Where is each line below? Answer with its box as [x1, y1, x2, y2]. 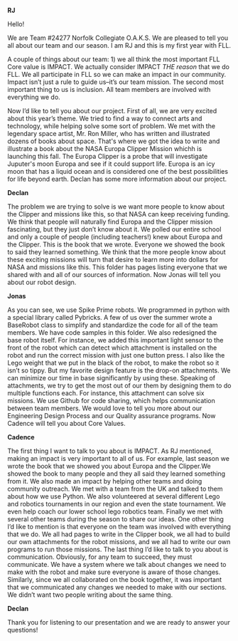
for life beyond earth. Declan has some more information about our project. [7, 174, 227, 183]
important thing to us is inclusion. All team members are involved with [7, 85, 211, 93]
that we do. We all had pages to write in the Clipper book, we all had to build [7, 530, 230, 538]
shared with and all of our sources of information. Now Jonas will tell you [7, 271, 221, 278]
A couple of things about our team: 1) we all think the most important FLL [7, 55, 220, 63]
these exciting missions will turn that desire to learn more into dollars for [7, 256, 219, 264]
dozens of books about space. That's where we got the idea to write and [7, 137, 220, 145]
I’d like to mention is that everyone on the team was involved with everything [7, 523, 231, 531]
